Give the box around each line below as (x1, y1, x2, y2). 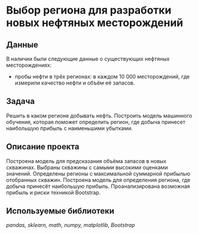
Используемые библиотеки (6, 206, 114, 216)
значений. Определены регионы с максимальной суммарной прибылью (6, 170, 191, 177)
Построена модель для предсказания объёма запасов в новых (6, 157, 167, 164)
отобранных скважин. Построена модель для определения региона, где (6, 176, 191, 183)
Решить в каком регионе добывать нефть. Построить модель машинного (6, 112, 193, 119)
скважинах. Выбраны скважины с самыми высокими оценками (6, 164, 168, 171)
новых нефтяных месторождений (6, 16, 184, 30)
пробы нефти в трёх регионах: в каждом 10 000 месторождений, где (14, 73, 190, 80)
